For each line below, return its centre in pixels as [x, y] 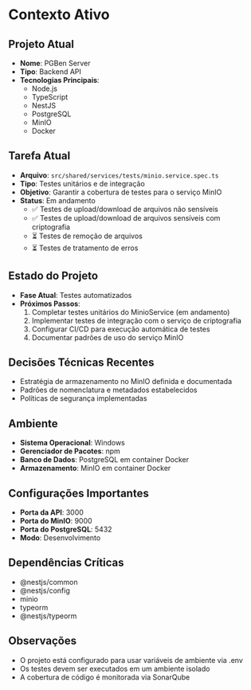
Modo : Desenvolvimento [60, 538]
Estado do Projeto [53, 276]
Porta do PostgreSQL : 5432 [66, 529]
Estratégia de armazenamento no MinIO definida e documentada [126, 382]
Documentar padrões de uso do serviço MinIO [108, 337]
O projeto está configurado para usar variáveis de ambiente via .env [131, 660]
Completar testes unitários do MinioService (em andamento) [131, 312]
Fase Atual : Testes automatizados [76, 295]
